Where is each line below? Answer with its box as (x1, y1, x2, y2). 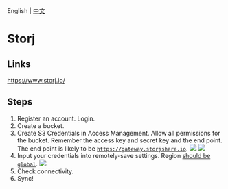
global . (16, 160, 38, 168)
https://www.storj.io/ (7, 77, 65, 84)
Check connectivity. (16, 167, 74, 175)
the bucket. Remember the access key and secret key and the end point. (16, 136, 223, 144)
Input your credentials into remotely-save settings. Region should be (16, 151, 211, 160)
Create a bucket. (16, 121, 65, 129)
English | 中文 (7, 7, 46, 14)
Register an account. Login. (16, 114, 95, 123)
